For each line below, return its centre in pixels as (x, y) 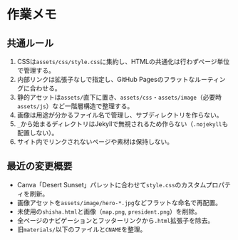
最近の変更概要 (40, 166)
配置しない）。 (37, 133)
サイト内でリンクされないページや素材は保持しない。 (95, 142)
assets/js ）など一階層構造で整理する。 (75, 106)
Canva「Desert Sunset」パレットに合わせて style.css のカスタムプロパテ (124, 184)
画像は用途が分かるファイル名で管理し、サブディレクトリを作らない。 (120, 115)
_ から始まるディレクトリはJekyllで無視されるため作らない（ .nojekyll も (123, 124)
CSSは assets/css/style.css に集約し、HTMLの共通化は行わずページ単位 (123, 62)
